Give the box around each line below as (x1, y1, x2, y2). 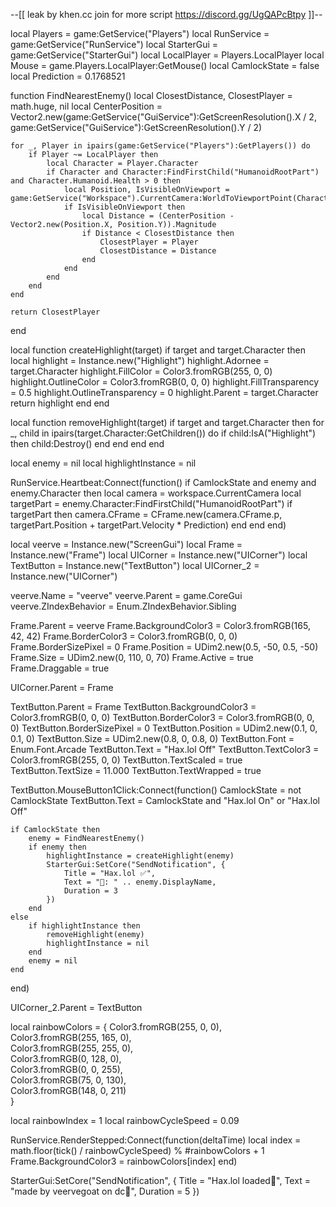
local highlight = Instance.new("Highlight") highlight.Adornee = (10, 355, 270, 366)
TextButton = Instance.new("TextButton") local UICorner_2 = (10, 560, 260, 571)
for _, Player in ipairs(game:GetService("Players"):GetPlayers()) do (10, 141, 311, 151)
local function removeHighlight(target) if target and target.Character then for (10, 417, 325, 428)
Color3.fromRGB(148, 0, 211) (10, 1085, 127, 1096)
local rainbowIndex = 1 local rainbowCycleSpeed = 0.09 (10, 1115, 240, 1126)
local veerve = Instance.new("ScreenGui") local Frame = (10, 539, 243, 550)
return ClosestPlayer (10, 307, 101, 317)
